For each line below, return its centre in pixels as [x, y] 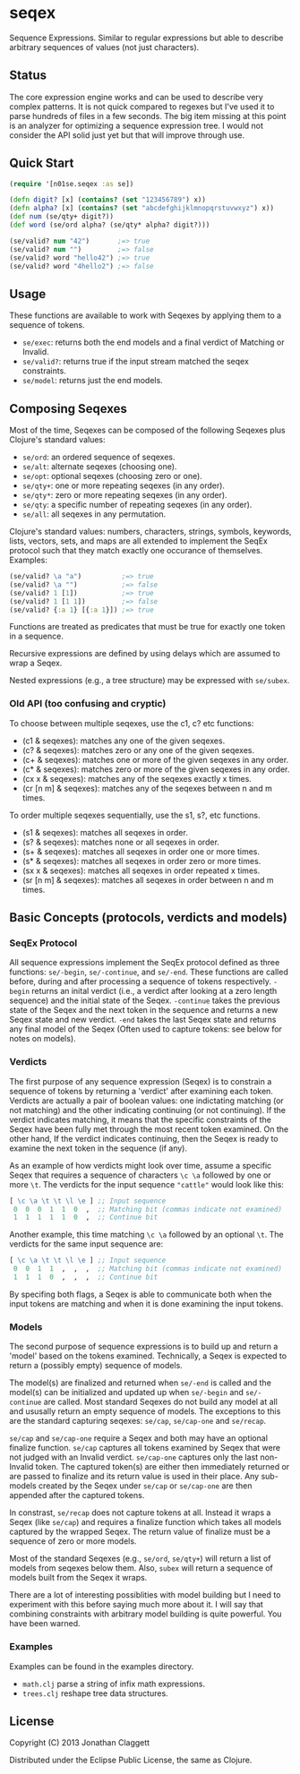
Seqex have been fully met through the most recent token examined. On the [149, 1129]
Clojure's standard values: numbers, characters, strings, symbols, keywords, [150, 532]
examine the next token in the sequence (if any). [99, 1148]
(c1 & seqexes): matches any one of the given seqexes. [124, 741]
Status [28, 76]
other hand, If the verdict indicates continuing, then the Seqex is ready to [144, 1138]
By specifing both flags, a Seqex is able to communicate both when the [141, 1294]
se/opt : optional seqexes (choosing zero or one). [112, 476]
